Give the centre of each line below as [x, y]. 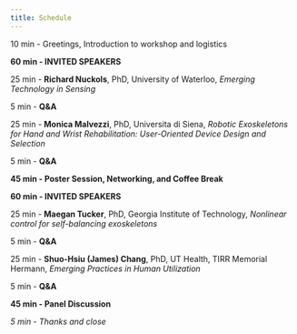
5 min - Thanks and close [59, 321]
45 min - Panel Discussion [61, 304]
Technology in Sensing [53, 88]
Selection [28, 143]
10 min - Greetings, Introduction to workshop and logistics [119, 44]
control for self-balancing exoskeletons [84, 223]
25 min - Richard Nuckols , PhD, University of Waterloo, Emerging [133, 79]
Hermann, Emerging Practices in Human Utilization [105, 268]
